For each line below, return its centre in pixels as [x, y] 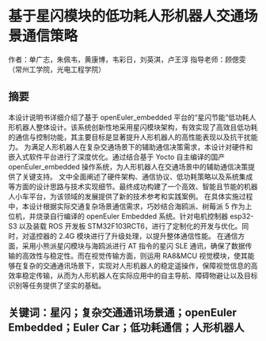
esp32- [241, 216]
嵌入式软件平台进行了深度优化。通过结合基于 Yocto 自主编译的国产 [117, 157]
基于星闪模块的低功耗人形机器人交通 [126, 16]
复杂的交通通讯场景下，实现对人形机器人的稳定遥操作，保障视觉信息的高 [140, 265]
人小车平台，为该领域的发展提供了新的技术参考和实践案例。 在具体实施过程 [131, 196]
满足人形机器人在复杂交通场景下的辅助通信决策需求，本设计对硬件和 [142, 146]
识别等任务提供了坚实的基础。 [57, 285]
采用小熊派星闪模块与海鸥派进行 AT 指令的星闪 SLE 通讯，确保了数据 [133, 245]
